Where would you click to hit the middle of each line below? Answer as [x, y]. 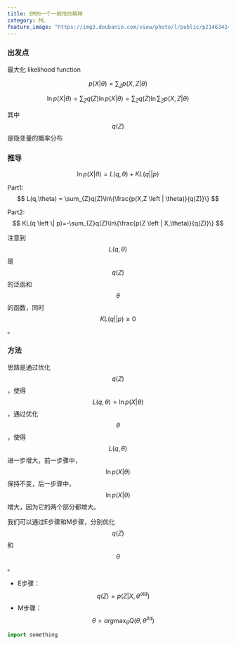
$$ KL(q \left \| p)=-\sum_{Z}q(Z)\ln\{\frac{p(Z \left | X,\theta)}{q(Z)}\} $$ [118, 223]
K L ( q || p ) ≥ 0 [118, 319]
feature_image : [29, 27]
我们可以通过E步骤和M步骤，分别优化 [61, 521]
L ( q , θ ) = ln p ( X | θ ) [118, 402]
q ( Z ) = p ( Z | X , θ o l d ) [123, 595]
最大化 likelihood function [44, 69]
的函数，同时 [26, 307]
